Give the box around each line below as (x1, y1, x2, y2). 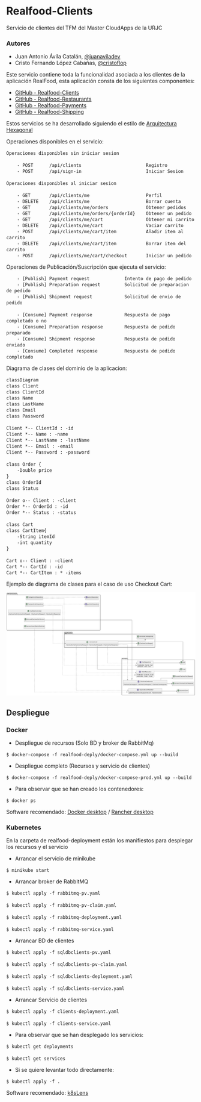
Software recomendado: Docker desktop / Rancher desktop (6, 809, 154, 816)
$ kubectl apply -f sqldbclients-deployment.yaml (6, 974, 133, 980)
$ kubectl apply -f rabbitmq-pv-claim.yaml (6, 903, 117, 909)
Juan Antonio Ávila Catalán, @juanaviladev (14, 53, 121, 60)
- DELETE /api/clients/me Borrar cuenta (17, 199, 181, 205)
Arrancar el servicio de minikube (14, 855, 96, 862)
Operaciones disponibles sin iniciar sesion (6, 151, 119, 157)
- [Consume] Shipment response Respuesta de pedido (17, 336, 176, 342)
